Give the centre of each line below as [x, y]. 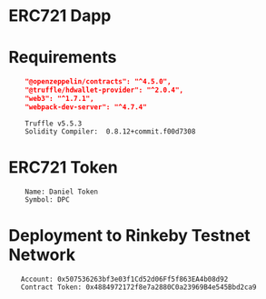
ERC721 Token [64, 167]
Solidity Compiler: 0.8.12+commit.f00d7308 [110, 131]
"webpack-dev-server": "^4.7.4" [86, 107]
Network [42, 254]
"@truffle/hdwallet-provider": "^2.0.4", [104, 90]
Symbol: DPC [47, 199]
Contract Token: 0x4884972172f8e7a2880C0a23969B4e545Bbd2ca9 [138, 287]
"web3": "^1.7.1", [59, 98]
